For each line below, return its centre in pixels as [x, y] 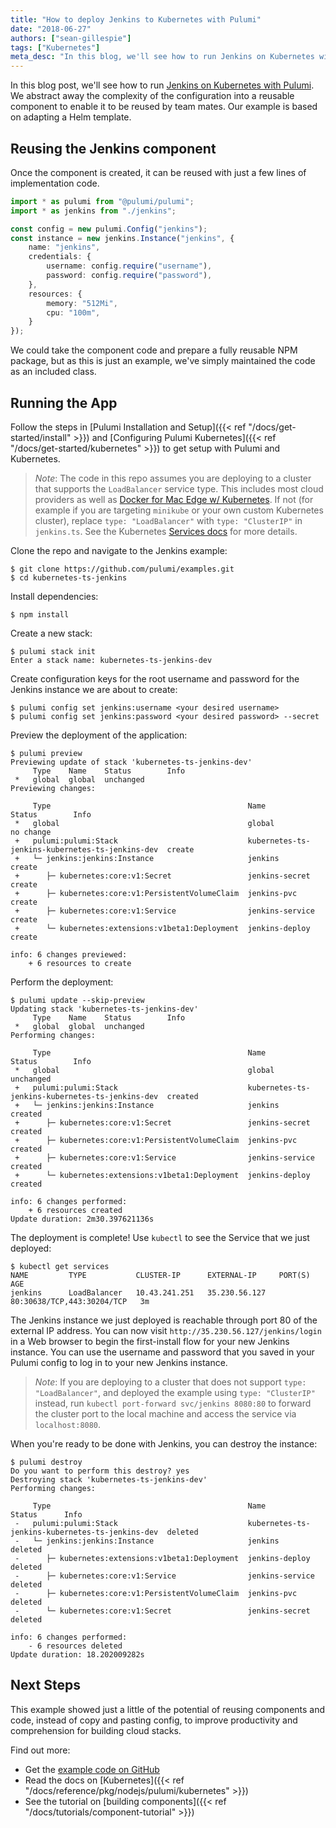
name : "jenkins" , [64, 247]
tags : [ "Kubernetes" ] [55, 47]
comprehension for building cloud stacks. [96, 1730]
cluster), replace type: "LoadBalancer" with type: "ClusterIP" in [168, 520]
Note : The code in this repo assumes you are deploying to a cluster [173, 478]
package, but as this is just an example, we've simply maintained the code [163, 361]
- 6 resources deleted [75, 1646]
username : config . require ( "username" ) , [129, 266]
